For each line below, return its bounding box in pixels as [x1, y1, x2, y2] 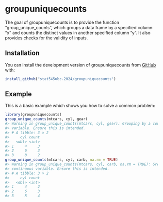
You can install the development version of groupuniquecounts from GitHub [5, 62, 156, 67]
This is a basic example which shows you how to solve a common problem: [5, 103, 155, 109]
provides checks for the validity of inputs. [5, 35, 88, 41]
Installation [5, 49, 40, 57]
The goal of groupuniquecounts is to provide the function [5, 19, 120, 25]
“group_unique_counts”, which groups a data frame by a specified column [5, 24, 153, 30]
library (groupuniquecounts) [5, 112, 62, 117]
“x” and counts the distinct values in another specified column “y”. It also [5, 30, 151, 35]
